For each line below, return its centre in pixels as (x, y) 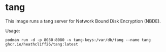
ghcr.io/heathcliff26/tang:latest (42, 44)
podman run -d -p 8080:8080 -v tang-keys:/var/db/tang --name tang (78, 40)
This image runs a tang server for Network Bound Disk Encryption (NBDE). (83, 21)
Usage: (13, 30)
